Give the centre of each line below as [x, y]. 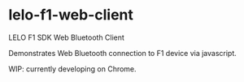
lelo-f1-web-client [71, 15]
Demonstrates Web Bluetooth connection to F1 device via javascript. [123, 53]
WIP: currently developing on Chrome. [72, 69]
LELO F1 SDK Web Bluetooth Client [66, 37]
